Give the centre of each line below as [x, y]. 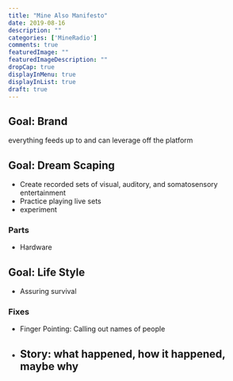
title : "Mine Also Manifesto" [58, 15]
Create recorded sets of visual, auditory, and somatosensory [118, 184]
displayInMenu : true [42, 74]
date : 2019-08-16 [37, 23]
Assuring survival [48, 291]
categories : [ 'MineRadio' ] [53, 38]
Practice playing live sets [60, 201]
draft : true [28, 89]
